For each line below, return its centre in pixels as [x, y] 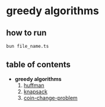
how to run [26, 33]
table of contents [39, 65]
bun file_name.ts [28, 46]
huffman [34, 85]
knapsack [35, 91]
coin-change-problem [51, 98]
